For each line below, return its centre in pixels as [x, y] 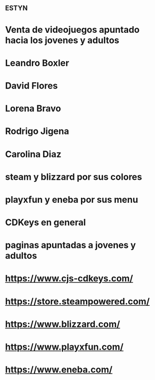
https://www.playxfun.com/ [64, 347]
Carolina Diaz [33, 154]
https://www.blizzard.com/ [63, 324]
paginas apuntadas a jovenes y [71, 245]
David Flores [32, 85]
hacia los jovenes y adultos [62, 40]
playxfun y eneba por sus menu [72, 199]
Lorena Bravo [33, 109]
